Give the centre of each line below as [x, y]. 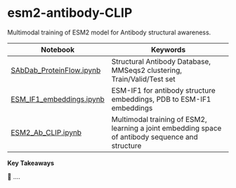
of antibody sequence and [155, 137]
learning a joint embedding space [166, 128]
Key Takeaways [31, 163]
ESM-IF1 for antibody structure [163, 90]
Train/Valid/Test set [143, 79]
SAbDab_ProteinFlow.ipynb [56, 70]
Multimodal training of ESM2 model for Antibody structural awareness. [109, 32]
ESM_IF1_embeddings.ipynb [58, 99]
